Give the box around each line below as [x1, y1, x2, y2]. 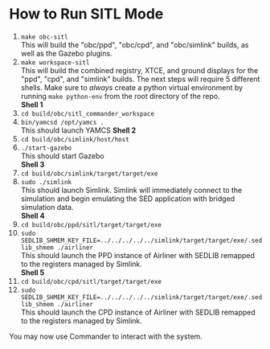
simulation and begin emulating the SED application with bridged [20, 194, 235, 203]
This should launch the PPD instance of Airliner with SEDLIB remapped [20, 250, 256, 260]
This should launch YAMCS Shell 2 [20, 125, 136, 135]
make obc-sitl [20, 33, 68, 41]
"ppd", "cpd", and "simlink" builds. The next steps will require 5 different [20, 74, 260, 84]
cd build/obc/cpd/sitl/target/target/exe [20, 277, 162, 285]
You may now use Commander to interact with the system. [9, 331, 203, 341]
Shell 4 [20, 211, 45, 220]
